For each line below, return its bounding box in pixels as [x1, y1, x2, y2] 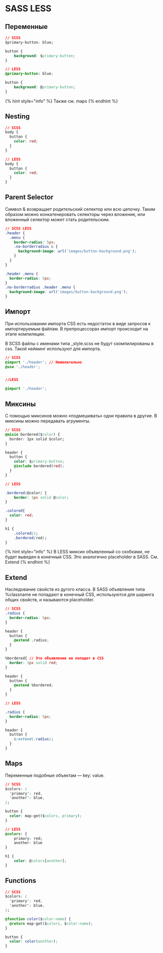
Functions [5, 877, 37, 885]
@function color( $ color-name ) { [5, 916, 71, 921]
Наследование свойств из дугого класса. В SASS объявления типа [5, 586, 145, 593]
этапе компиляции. [5, 331, 46, 337]
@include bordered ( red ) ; [14, 464, 65, 469]
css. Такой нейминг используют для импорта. [5, 346, 101, 352]
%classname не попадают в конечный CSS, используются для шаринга [5, 592, 154, 597]
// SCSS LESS [5, 226, 32, 231]
